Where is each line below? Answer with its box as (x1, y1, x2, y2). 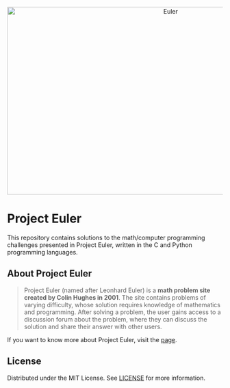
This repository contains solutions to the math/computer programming (7, 233, 205, 242)
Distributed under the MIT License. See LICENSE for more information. (7, 374, 206, 382)
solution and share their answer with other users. (23, 322, 162, 331)
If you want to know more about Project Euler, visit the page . (7, 335, 177, 344)
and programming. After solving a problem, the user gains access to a (23, 308, 221, 316)
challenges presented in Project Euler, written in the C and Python (7, 240, 193, 249)
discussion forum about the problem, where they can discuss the (23, 315, 207, 323)
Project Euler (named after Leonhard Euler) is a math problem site (23, 286, 211, 294)
